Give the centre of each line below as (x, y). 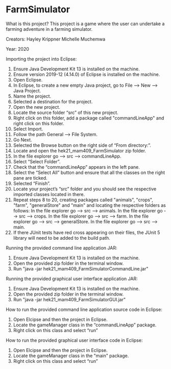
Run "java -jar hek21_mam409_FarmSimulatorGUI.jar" (69, 299)
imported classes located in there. (49, 194)
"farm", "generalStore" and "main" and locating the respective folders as (90, 205)
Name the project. (32, 96)
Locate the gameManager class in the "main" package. (71, 356)
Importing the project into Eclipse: (41, 59)
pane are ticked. (30, 178)
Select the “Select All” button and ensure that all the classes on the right (89, 172)
